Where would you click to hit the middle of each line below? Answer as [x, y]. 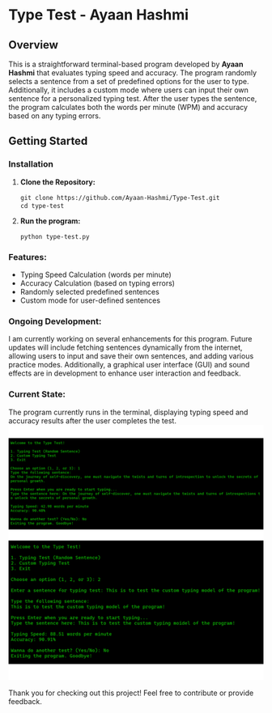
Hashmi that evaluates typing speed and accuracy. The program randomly [133, 73]
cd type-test [42, 206]
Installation [31, 164]
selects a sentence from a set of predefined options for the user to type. [129, 81]
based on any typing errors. [55, 116]
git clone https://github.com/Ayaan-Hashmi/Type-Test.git [120, 197]
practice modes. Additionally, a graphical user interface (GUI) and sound [129, 365]
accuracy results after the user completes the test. [92, 420]
